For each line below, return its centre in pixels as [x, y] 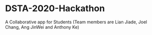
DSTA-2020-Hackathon [55, 9]
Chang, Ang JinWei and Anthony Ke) [42, 27]
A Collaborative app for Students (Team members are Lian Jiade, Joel [76, 22]
